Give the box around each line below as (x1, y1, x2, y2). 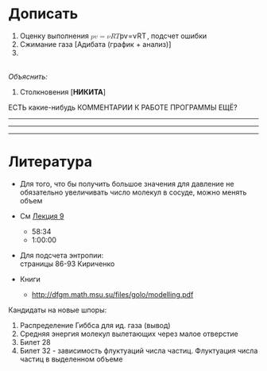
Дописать (8, 5, 79, 23)
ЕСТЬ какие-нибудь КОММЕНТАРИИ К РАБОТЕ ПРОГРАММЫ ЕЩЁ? (8, 102, 238, 112)
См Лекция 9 (19, 211, 64, 221)
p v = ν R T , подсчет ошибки (119, 31, 207, 41)
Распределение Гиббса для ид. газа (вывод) (19, 320, 171, 330)
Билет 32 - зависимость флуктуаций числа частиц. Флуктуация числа (19, 346, 258, 355)
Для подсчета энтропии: (19, 250, 104, 260)
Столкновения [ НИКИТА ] (19, 87, 106, 96)
